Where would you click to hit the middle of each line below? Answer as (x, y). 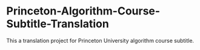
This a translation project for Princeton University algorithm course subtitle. (100, 40)
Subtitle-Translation (58, 24)
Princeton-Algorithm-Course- (83, 11)
